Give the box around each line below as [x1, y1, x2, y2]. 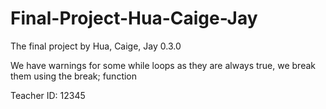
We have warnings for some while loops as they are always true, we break [10, 59, 317, 71]
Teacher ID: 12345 [10, 89, 86, 101]
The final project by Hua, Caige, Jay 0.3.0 [10, 40, 182, 52]
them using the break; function [10, 70, 138, 82]
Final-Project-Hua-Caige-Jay [10, 7, 258, 30]
